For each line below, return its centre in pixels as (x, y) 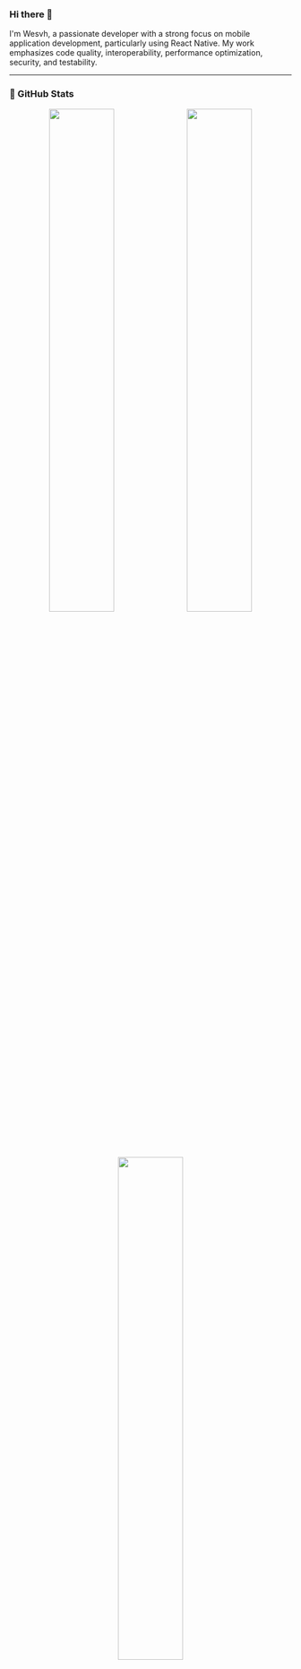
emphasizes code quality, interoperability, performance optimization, (136, 53)
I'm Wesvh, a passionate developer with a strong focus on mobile (130, 34)
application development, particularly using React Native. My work (132, 43)
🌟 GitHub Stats (42, 94)
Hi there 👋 (31, 14)
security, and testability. (53, 63)
